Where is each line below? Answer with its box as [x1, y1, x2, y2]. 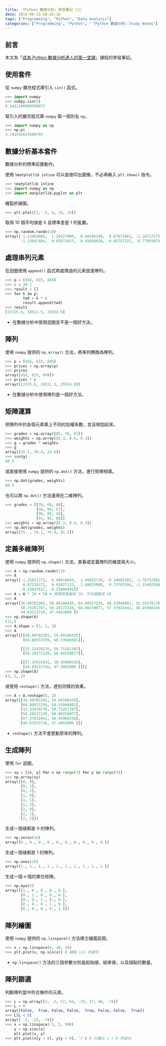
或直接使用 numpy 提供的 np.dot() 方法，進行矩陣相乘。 [5, 468, 117, 474]
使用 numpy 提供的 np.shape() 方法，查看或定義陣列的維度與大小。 [5, 559, 139, 565]
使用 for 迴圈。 [5, 760, 36, 766]
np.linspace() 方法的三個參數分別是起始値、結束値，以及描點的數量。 [12, 959, 155, 965]
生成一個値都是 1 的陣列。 [5, 849, 57, 855]
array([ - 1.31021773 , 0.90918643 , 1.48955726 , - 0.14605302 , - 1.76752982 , [5, 578, 163, 583]
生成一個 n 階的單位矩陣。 [5, 873, 58, 879]
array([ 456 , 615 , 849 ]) [5, 373, 54, 378]
